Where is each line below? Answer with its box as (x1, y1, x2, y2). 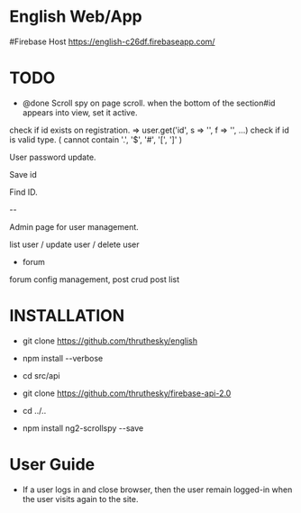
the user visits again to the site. (22, 493, 139, 504)
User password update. (9, 151, 96, 162)
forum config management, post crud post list (9, 273, 180, 285)
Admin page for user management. (9, 221, 140, 232)
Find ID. (9, 187, 38, 197)
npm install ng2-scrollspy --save (22, 422, 144, 434)
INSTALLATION (9, 306, 124, 326)
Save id (9, 169, 38, 179)
